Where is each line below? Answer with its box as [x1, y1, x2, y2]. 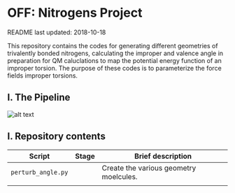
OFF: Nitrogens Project [7, 5, 143, 21]
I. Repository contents [7, 131, 106, 143]
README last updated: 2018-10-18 [7, 28, 106, 36]
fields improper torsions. [7, 71, 78, 80]
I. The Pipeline [7, 92, 71, 103]
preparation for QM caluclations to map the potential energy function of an [7, 56, 222, 64]
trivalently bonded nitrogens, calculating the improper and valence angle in [7, 49, 224, 57]
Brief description [134, 151, 192, 161]
